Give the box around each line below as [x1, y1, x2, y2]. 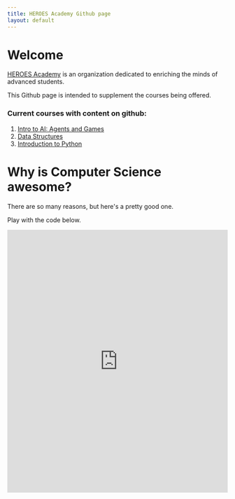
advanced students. [7, 78, 65, 86]
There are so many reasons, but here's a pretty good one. [7, 202, 173, 210]
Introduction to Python [17, 139, 83, 148]
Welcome [7, 47, 64, 63]
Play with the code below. [7, 215, 82, 224]
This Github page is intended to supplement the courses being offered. [7, 91, 212, 100]
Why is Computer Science [7, 164, 162, 179]
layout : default [7, 17, 55, 24]
